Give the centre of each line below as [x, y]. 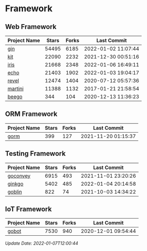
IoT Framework [29, 209]
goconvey [19, 176]
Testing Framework [35, 153]
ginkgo [15, 184]
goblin [15, 192]
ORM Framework [31, 114]
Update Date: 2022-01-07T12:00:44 [42, 243]
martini [15, 89]
